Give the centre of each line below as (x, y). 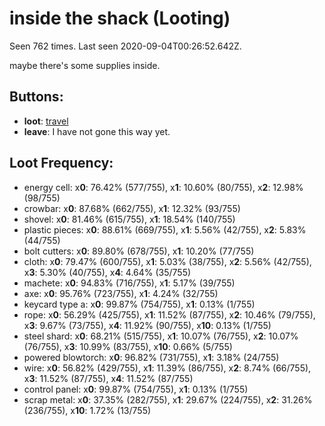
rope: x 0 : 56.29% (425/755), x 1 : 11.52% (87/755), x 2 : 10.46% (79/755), (169, 314)
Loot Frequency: (61, 163)
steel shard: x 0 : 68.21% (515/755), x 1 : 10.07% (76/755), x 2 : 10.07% (161, 336)
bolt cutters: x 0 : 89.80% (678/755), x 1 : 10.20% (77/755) (139, 251)
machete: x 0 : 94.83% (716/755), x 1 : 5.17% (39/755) (129, 283)
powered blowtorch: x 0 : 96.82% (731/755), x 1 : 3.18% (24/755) (151, 357)
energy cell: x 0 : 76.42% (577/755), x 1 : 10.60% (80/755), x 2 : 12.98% (163, 187)
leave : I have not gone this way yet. (97, 131)
